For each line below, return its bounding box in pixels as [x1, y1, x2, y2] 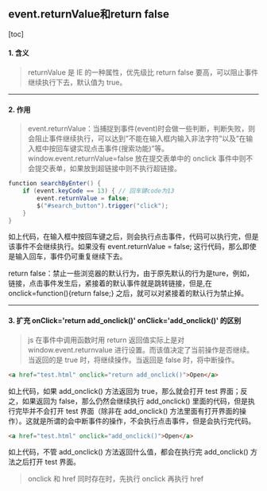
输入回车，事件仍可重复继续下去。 [14, 251, 127, 261]
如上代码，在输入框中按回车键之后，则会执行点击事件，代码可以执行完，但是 [8, 232, 259, 241]
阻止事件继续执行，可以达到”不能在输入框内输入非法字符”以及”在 [34, 134, 246, 143]
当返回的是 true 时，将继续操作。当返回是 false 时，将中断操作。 [27, 355, 239, 364]
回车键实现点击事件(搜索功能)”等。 [55, 144, 169, 154]
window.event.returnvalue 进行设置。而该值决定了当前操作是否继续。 [27, 345, 254, 354]
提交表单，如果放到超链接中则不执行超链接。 [34, 164, 181, 173]
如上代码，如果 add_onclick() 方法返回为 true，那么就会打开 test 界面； [8, 386, 241, 396]
